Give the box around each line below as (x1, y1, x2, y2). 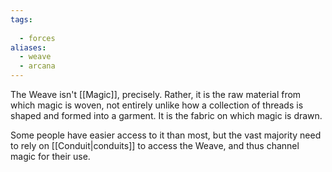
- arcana (19, 61, 56, 71)
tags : (10, 14, 33, 25)
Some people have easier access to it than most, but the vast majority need (10, 129, 322, 141)
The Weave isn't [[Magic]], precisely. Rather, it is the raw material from (10, 89, 302, 100)
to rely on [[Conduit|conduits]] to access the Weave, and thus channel (10, 140, 300, 151)
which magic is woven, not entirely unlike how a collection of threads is (10, 99, 304, 111)
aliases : (10, 42, 47, 53)
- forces (19, 33, 56, 43)
